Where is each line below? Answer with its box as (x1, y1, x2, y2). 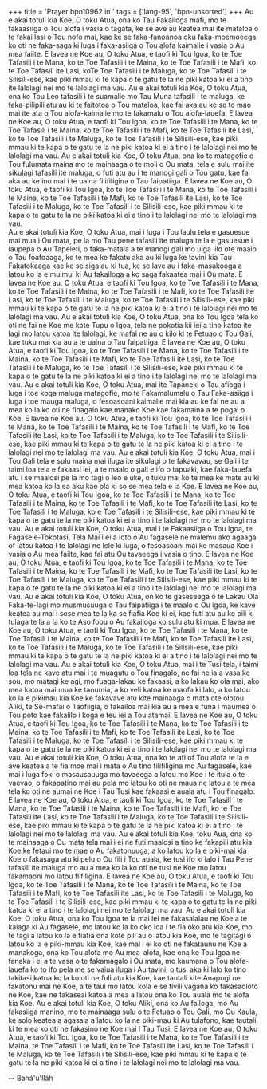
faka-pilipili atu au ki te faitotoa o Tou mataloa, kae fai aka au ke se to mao (8, 100, 252, 109)
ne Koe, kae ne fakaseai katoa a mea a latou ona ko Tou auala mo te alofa (8, 990, 249, 1000)
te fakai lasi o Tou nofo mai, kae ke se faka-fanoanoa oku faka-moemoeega (8, 32, 257, 41)
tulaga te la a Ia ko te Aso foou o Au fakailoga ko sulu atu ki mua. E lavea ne (8, 617, 256, 626)
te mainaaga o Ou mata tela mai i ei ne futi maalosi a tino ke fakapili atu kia (8, 838, 253, 846)
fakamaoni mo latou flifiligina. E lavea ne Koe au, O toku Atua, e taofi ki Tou (8, 871, 254, 881)
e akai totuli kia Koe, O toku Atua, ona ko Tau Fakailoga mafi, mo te (8, 15, 227, 25)
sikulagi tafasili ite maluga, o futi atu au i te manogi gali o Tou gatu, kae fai (8, 168, 251, 177)
